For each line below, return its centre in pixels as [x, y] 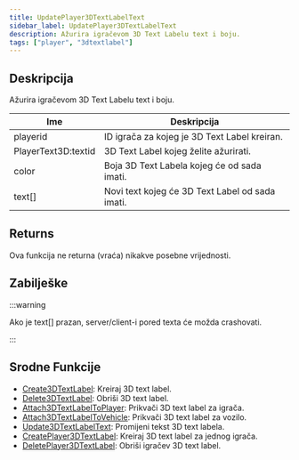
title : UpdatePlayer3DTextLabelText [77, 17]
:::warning [28, 304]
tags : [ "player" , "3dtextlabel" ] [71, 42]
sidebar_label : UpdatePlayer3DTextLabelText [93, 26]
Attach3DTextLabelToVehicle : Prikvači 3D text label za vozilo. [134, 417]
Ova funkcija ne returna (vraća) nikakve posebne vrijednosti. [120, 255]
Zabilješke [39, 283]
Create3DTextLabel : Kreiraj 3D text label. [97, 389]
